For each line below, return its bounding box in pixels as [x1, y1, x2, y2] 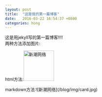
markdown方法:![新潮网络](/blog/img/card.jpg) [5, 87, 98, 93]
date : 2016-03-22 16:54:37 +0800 [5, 16, 77, 21]
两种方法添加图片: [5, 41, 41, 47]
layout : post [5, 7, 32, 12]
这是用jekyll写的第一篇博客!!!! [5, 34, 63, 40]
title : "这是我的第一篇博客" [5, 12, 60, 16]
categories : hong [5, 20, 40, 26]
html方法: [5, 76, 24, 82]
